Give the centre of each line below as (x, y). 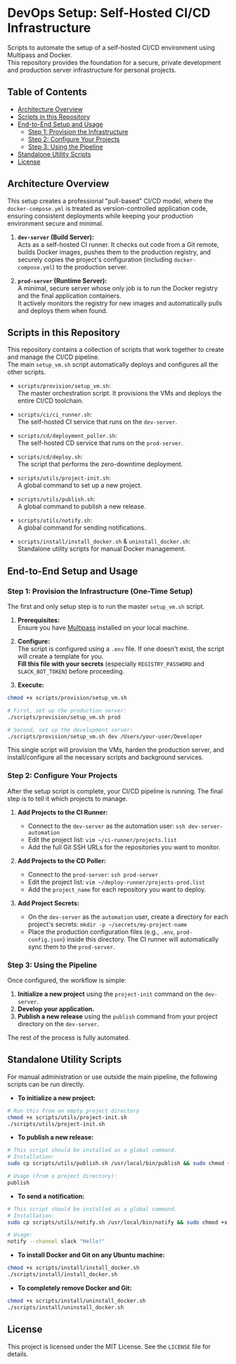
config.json (45, 939)
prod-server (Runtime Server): (62, 281)
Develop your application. (56, 1009)
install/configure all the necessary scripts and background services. (105, 757)
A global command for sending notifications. (81, 528)
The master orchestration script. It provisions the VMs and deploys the (119, 394)
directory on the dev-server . (58, 1024)
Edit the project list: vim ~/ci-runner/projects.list (102, 839)
